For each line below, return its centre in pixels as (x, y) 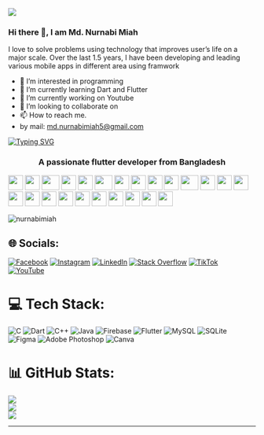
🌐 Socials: (34, 243)
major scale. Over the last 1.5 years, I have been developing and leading (125, 57)
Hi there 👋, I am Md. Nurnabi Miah (73, 32)
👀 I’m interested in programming (71, 81)
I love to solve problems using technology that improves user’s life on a (123, 50)
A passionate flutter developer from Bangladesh (132, 162)
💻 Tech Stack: (57, 304)
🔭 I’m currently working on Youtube (77, 98)
